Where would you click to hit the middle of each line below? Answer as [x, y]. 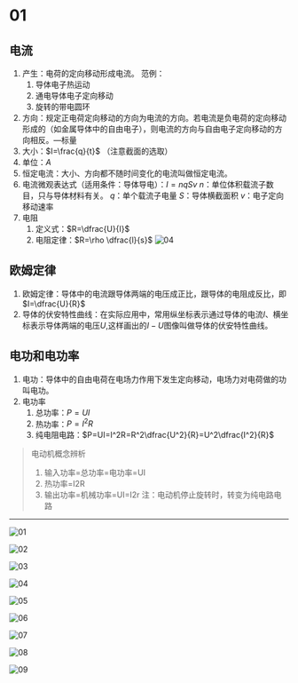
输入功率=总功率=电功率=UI [95, 473]
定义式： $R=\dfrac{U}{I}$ [82, 229]
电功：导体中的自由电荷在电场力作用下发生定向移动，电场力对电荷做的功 [154, 379]
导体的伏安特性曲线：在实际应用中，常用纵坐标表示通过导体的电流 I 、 [147, 314]
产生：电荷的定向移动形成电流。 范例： [93, 73]
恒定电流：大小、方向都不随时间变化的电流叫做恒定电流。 [127, 173]
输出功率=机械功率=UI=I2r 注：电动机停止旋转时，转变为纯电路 [159, 495]
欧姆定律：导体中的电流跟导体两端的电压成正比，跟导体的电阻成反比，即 [154, 293]
